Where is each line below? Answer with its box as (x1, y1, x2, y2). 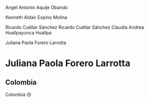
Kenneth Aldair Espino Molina (5, 14, 68, 20)
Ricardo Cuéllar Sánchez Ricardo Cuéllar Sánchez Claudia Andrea (5, 24, 144, 30)
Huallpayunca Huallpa (5, 30, 52, 35)
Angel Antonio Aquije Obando (5, 5, 68, 10)
